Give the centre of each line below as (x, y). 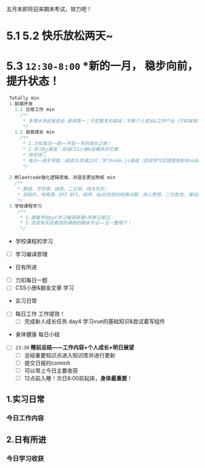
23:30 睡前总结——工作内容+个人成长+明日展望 (74, 348)
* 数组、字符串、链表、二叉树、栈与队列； (63, 189)
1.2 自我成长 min (34, 132)
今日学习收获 (25, 459)
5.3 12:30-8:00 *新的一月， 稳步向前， (102, 66)
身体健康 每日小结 (37, 334)
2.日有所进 (27, 440)
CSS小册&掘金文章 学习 (45, 288)
